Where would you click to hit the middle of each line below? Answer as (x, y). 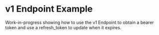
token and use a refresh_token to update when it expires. (63, 27)
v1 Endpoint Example (49, 9)
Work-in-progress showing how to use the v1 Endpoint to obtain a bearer (79, 22)
